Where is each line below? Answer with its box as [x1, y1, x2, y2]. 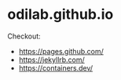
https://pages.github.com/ [18, 46, 104, 56]
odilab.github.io [7, 5, 114, 24]
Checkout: [7, 31, 41, 41]
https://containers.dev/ [18, 63, 93, 72]
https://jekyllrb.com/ [18, 55, 86, 64]
